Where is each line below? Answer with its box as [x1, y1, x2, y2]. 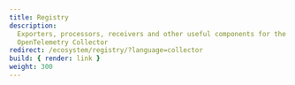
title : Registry [9, 12, 69, 22]
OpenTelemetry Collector [17, 37, 109, 47]
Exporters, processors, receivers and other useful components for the [17, 29, 287, 38]
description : [9, 21, 57, 30]
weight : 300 [9, 63, 53, 72]
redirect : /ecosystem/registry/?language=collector [9, 46, 203, 55]
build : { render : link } [9, 54, 101, 63]
